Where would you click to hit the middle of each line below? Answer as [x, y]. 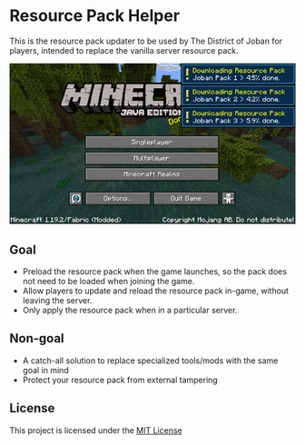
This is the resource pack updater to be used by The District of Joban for [146, 41]
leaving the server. [57, 301]
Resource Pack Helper [94, 16]
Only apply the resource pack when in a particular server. [130, 311]
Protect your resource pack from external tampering [120, 380]
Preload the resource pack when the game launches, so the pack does [155, 272]
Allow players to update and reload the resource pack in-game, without [155, 291]
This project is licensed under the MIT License [96, 430]
